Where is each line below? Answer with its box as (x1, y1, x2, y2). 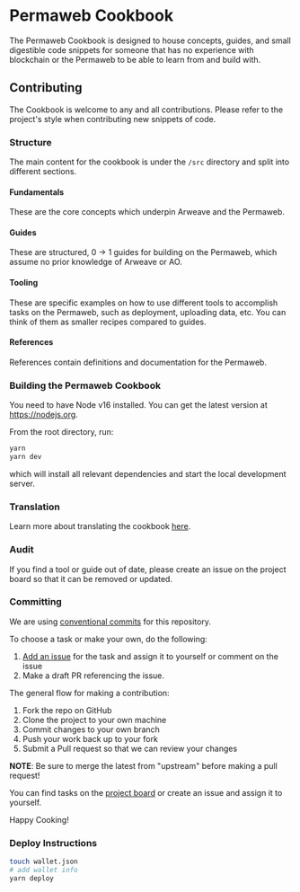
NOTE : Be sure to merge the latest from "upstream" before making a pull (9, 760, 278, 771)
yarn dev (9, 453, 42, 462)
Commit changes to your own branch (22, 724, 160, 735)
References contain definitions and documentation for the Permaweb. (9, 357, 268, 367)
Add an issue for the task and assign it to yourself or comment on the (22, 650, 278, 661)
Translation (9, 500, 60, 513)
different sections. (9, 166, 77, 177)
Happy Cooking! (9, 814, 69, 825)
